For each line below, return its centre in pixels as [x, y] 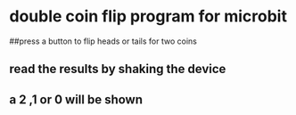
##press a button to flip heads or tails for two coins [103, 41]
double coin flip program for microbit [148, 16]
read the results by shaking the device [118, 69]
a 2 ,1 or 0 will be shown [76, 99]
